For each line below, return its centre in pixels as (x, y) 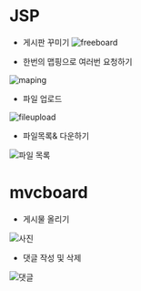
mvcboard (49, 193)
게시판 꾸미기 (46, 42)
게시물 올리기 (46, 219)
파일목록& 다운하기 (55, 135)
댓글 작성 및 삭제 (52, 257)
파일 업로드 (42, 99)
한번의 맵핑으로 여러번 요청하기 (77, 61)
